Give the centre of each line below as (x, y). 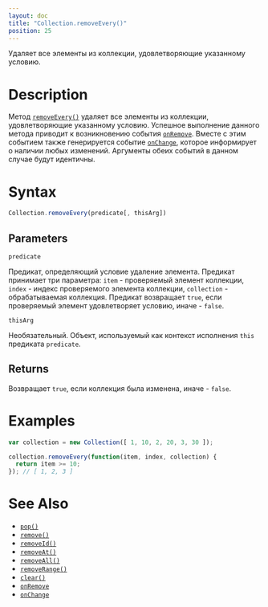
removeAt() (38, 552)
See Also (39, 504)
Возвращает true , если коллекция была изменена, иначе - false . (120, 388)
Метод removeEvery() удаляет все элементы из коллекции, (109, 116)
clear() (32, 578)
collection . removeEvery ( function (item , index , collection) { (113, 457)
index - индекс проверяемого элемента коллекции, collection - (118, 288)
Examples (42, 420)
